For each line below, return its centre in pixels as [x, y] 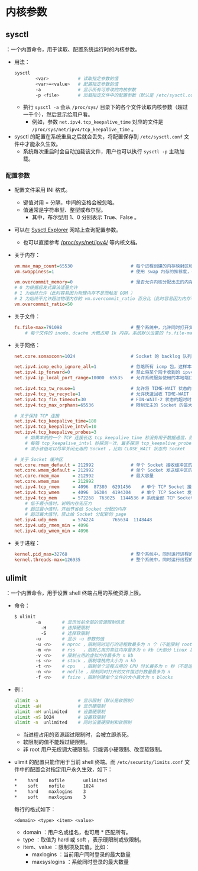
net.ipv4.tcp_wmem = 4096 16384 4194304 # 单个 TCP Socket [99, 492]
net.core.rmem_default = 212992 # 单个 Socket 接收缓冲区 [101, 465]
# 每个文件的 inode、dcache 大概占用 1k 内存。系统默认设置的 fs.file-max [110, 333]
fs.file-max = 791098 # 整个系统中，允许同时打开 [101, 327]
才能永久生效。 [43, 144]
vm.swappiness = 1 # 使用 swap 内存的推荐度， [103, 272]
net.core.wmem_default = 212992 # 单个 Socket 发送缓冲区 [101, 470]
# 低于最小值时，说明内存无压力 [59, 504]
